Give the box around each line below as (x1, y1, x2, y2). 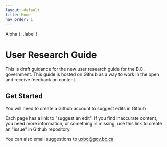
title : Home (5, 12, 31, 17)
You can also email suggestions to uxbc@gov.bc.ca (5, 136, 114, 142)
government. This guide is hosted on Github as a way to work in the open (5, 71, 159, 77)
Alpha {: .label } (5, 31, 38, 37)
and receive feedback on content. (5, 77, 77, 83)
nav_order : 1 (5, 17, 33, 22)
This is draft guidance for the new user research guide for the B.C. (5, 66, 145, 72)
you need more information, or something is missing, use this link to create (5, 121, 162, 127)
